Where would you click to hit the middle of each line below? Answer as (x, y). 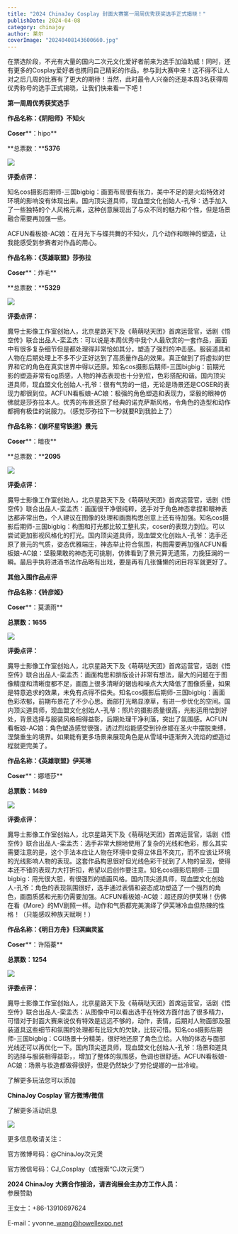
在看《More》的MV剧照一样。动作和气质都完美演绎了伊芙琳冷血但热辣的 (113, 905)
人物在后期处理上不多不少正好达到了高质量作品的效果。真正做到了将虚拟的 (116, 358)
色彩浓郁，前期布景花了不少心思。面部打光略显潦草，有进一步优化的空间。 (116, 701)
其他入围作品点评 (32, 577)
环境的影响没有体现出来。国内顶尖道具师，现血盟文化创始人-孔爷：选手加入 (118, 201)
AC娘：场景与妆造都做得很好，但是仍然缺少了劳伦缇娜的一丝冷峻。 (105, 1065)
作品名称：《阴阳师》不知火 (46, 119)
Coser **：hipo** (32, 133)
